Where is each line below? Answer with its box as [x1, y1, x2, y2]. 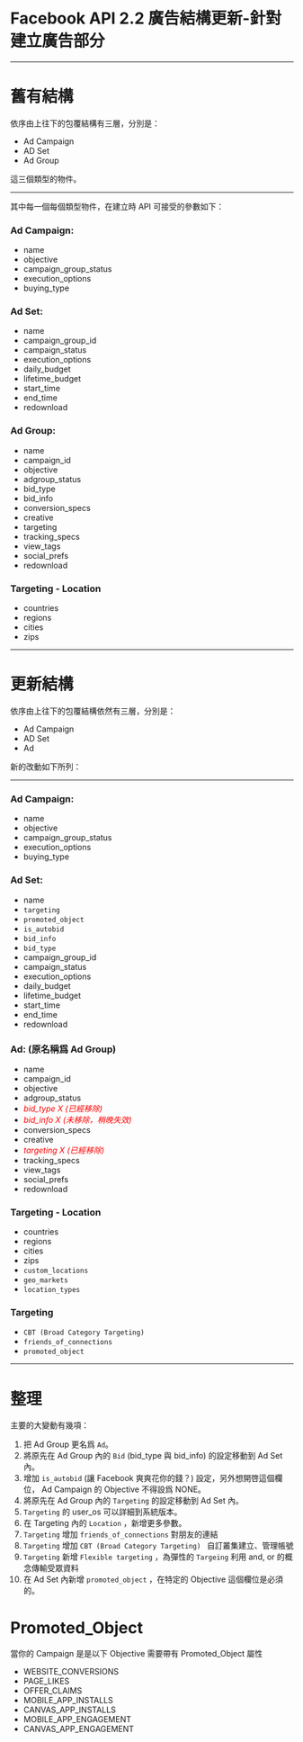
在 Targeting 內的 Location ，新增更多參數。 [22, 1518, 187, 1529]
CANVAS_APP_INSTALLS [22, 1704, 116, 1715]
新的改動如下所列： [10, 761, 82, 772]
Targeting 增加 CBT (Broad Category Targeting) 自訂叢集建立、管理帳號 [22, 1540, 294, 1551]
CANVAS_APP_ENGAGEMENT [22, 1724, 134, 1735]
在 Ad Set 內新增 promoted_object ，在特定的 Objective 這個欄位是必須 [22, 1574, 284, 1585]
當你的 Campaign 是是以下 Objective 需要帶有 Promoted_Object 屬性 [10, 1648, 263, 1659]
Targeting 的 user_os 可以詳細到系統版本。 [22, 1506, 183, 1517]
